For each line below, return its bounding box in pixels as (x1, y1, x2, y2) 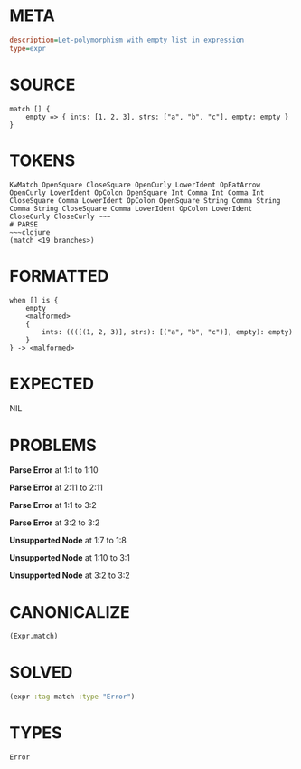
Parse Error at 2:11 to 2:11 (9, 482, 104, 494)
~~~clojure (9, 227, 51, 236)
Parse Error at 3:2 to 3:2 (9, 517, 100, 528)
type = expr (9, 43, 47, 53)
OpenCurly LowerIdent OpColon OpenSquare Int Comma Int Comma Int (9, 187, 265, 197)
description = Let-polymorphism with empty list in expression (9, 35, 245, 44)
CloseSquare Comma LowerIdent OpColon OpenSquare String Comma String (9, 196, 281, 205)
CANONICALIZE (9, 601, 131, 622)
